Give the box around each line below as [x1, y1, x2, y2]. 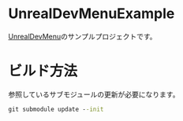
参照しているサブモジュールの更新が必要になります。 [8, 90, 180, 99]
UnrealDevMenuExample [8, 5, 175, 23]
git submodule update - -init [8, 105, 104, 113]
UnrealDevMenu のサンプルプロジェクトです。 [8, 31, 157, 41]
